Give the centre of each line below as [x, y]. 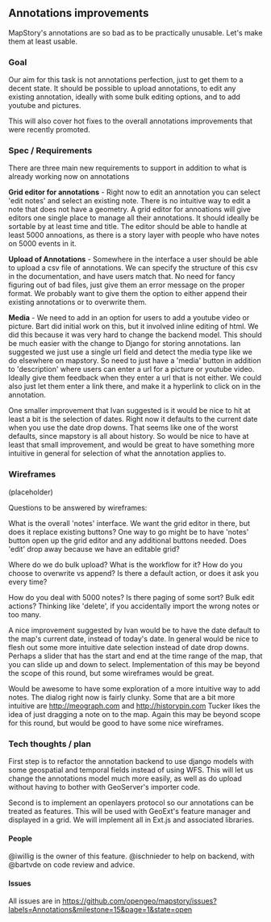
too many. [25, 614]
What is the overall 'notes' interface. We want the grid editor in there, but [129, 523]
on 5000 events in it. [42, 244]
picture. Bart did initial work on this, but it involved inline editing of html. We [134, 327]
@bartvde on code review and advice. [72, 865]
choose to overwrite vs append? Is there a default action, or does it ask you [134, 573]
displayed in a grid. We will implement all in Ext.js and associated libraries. [131, 820]
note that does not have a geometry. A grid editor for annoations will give [130, 210]
